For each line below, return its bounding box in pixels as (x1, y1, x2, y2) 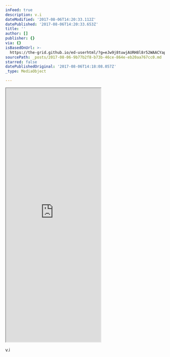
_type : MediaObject (5, 69, 47, 74)
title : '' (5, 26, 26, 31)
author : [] (5, 31, 28, 36)
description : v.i (5, 12, 42, 17)
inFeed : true (5, 7, 33, 13)
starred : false (5, 59, 37, 64)
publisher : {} (5, 36, 35, 41)
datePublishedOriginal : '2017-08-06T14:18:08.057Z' (5, 64, 116, 69)
